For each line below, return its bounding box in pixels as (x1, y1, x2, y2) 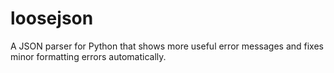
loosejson (10, 7, 94, 30)
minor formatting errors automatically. (10, 50, 167, 62)
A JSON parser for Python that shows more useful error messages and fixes (10, 40, 324, 52)
